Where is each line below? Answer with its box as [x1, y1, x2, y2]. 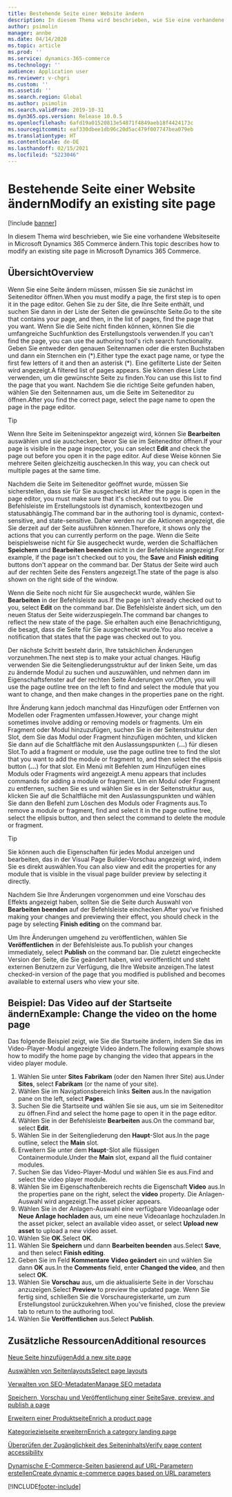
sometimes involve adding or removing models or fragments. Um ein [8, 718, 203, 726]
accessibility [8, 1449, 43, 1457]
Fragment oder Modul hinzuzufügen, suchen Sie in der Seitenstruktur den [8, 725, 217, 733]
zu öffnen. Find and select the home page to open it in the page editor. [17, 1109, 217, 1118]
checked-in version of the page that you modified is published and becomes [8, 970, 225, 978]
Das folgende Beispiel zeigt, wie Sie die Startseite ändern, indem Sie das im [8, 1037, 223, 1046]
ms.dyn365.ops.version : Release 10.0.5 [8, 113, 123, 120]
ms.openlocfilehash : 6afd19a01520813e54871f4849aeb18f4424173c [8, 119, 194, 126]
